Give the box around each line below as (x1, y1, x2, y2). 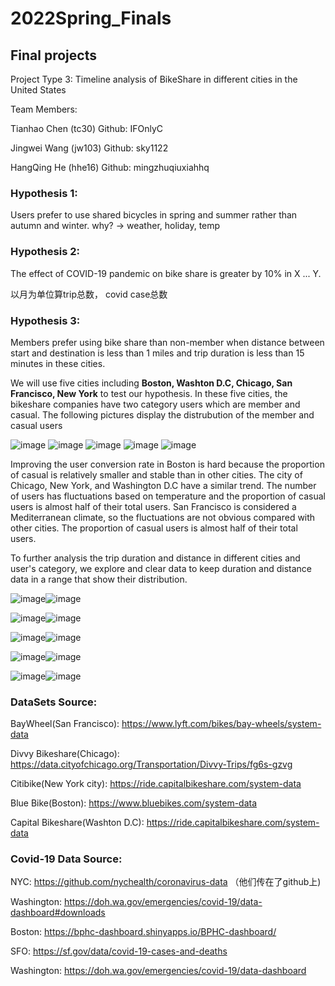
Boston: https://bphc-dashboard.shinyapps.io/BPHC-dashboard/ (10, 926, 277, 938)
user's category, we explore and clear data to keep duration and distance (10, 562, 312, 574)
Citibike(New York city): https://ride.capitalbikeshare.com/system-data (10, 778, 302, 790)
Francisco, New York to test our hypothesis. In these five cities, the (10, 387, 288, 399)
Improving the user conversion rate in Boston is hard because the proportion (10, 458, 325, 470)
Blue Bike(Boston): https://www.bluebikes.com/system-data (10, 797, 258, 809)
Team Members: (10, 103, 78, 115)
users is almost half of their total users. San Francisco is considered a (10, 500, 297, 512)
